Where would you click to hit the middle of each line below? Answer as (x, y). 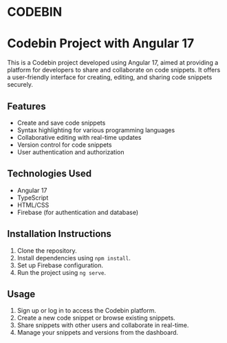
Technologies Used (49, 174)
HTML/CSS (33, 205)
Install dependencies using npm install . (74, 258)
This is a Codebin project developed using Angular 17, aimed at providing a (113, 63)
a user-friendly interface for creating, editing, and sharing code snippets (110, 77)
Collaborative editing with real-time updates (79, 137)
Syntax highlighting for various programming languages (96, 130)
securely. (20, 85)
